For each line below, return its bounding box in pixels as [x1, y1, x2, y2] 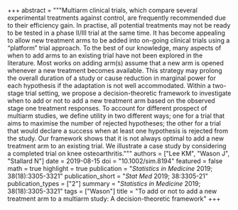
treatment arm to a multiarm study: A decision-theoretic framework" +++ [7, 194, 221, 203]
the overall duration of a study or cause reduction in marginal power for [7, 74, 217, 82]
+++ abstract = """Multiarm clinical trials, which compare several [7, 6, 198, 14]
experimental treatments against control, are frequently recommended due [7, 13, 226, 22]
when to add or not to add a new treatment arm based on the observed [7, 96, 215, 105]
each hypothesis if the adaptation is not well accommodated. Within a [7, 82, 212, 89]
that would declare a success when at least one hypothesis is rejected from [7, 127, 229, 135]
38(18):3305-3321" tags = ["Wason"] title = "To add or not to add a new [7, 187, 217, 195]
